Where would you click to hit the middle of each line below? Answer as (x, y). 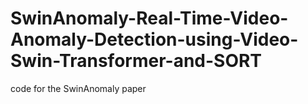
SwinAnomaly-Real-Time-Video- (149, 18)
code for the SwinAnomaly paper (78, 88)
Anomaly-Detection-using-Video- (154, 39)
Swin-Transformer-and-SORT (136, 61)
